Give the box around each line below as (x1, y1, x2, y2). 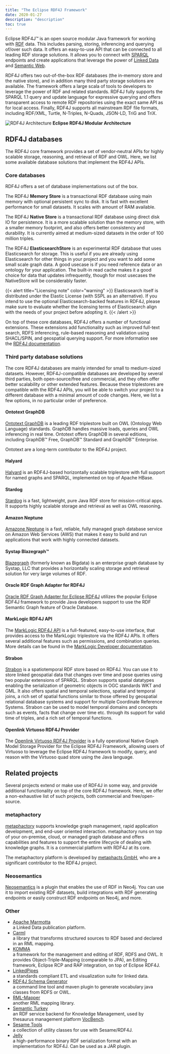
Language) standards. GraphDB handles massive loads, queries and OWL (5, 426, 159, 432)
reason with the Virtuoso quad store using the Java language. (5, 754, 134, 760)
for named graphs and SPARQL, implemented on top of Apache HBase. (5, 475, 154, 481)
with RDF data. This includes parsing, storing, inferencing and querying (5, 41, 154, 47)
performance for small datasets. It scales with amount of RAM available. (5, 204, 156, 210)
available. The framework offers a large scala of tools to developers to (5, 83, 152, 89)
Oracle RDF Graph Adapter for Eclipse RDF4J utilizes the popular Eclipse (5, 593, 157, 599)
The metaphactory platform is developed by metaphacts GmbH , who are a (5, 854, 161, 860)
